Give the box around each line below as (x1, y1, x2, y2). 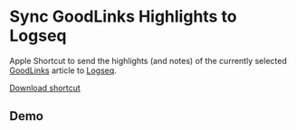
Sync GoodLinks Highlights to (9, 6, 237, 27)
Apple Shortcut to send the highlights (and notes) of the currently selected (9, 55, 287, 66)
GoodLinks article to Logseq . (9, 65, 118, 76)
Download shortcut (9, 82, 81, 93)
